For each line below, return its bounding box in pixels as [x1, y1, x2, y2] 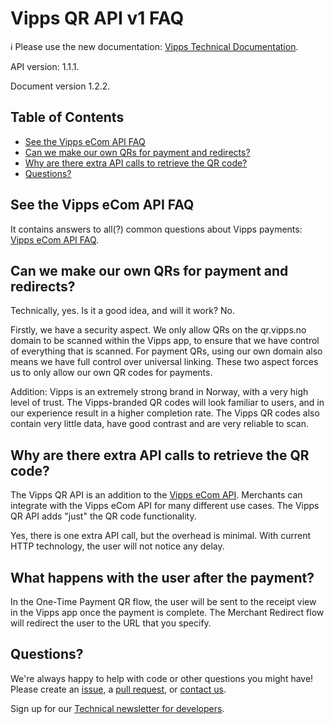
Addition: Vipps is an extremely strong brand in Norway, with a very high [10, 386, 309, 398]
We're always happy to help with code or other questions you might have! [10, 672, 314, 684]
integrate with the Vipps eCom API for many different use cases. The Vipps [10, 500, 320, 512]
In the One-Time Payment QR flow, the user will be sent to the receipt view [10, 596, 317, 607]
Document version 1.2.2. [10, 80, 111, 92]
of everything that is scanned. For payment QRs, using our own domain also [10, 345, 323, 357]
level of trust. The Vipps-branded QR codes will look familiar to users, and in [10, 397, 325, 409]
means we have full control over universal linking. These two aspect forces [10, 356, 319, 368]
